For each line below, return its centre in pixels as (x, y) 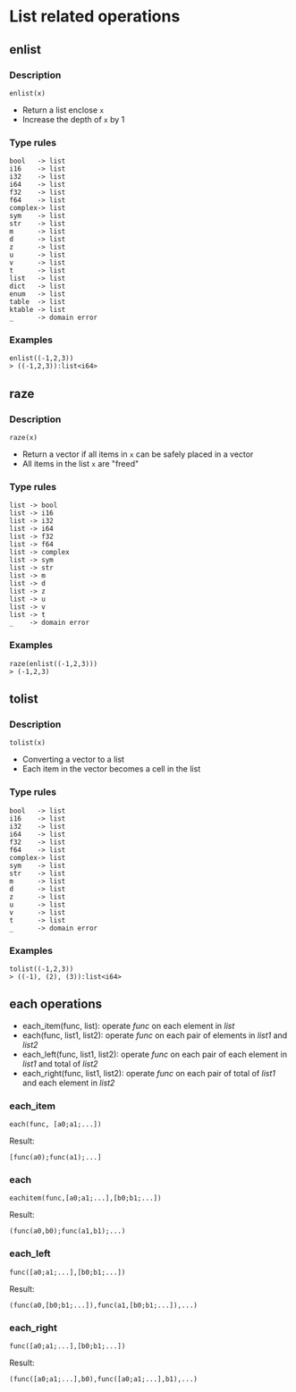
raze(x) (24, 438)
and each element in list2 (68, 1083)
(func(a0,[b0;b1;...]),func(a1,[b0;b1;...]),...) (104, 1305)
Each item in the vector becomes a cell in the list (111, 769)
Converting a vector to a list (73, 759)
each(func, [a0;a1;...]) (55, 1125)
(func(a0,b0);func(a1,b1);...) (68, 1231)
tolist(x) (28, 743)
